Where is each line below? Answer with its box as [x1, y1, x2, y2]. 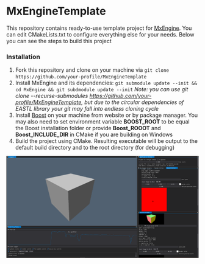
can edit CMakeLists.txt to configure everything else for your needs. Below [6, 30, 195, 38]
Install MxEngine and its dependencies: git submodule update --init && [15, 79, 197, 86]
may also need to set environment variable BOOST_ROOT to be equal [15, 118, 190, 125]
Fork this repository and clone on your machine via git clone [15, 66, 170, 74]
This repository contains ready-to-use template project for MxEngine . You [6, 24, 192, 32]
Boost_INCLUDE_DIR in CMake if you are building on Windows [15, 131, 173, 138]
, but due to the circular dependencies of [81, 99, 184, 106]
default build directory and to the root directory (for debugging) [15, 144, 175, 151]
